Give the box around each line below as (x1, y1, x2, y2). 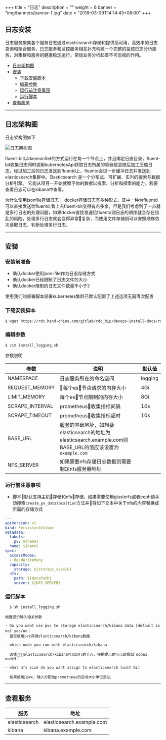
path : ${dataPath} (14, 576, 52, 581)
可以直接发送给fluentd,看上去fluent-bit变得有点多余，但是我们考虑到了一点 (5, 203, 157, 209)
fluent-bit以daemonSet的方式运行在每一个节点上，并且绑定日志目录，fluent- (5, 155, 161, 161)
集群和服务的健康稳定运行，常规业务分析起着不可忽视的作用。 (18, 52, 144, 58)
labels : (9, 534, 26, 539)
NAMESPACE (7, 375, 39, 382)
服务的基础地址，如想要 (59, 421, 115, 428)
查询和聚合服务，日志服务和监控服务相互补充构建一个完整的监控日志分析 (5, 46, 152, 52)
